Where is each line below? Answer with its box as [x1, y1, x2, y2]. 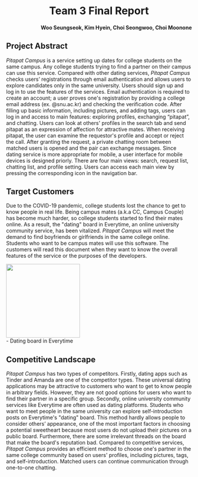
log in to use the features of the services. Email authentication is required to [6, 88, 190, 95]
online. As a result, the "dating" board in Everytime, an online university [6, 221, 180, 228]
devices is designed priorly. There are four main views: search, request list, [6, 157, 189, 164]
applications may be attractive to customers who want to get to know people [6, 383, 192, 390]
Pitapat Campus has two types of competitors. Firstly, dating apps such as [6, 370, 187, 377]
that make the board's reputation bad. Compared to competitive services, [6, 439, 184, 446]
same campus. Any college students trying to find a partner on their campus [6, 63, 192, 70]
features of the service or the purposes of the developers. [6, 252, 147, 259]
